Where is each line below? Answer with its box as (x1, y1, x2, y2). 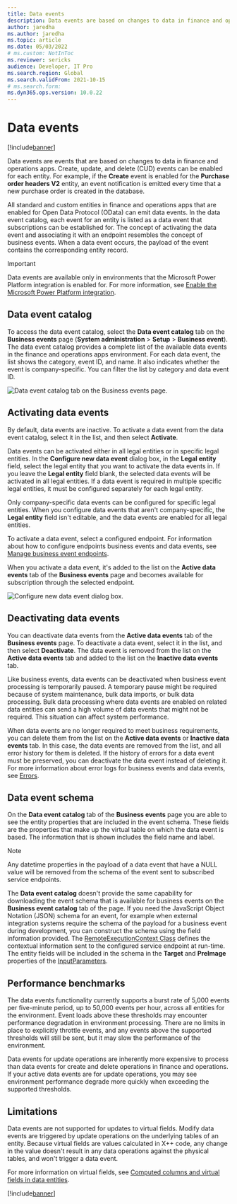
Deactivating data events (7, 613, 120, 625)
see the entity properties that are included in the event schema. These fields (7, 818, 229, 826)
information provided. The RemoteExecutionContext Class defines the (7, 934, 210, 943)
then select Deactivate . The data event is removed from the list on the (7, 646, 212, 654)
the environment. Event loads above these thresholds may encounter (7, 1011, 208, 1019)
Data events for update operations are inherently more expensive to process (7, 1055, 229, 1063)
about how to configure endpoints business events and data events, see (7, 542, 217, 550)
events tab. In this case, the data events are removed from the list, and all (7, 741, 221, 750)
